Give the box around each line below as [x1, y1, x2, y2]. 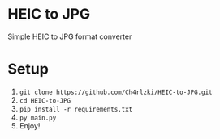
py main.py [19, 114, 57, 122]
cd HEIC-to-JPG [19, 96, 71, 105]
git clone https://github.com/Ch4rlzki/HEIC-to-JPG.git [19, 88, 213, 96]
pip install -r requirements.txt [19, 105, 133, 113]
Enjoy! [19, 120, 41, 130]
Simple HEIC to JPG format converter [7, 32, 132, 41]
